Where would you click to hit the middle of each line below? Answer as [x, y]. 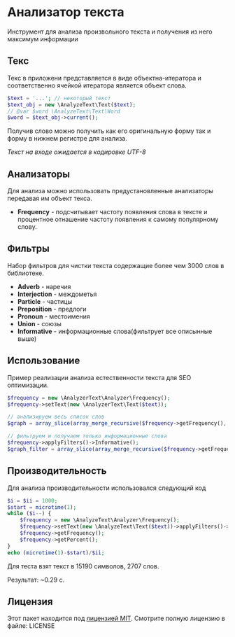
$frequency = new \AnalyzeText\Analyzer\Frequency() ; [100, 520]
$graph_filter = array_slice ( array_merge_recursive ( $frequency [101, 449]
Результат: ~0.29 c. [36, 580]
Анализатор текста [66, 12]
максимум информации [43, 38]
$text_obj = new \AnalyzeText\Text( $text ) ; [72, 105]
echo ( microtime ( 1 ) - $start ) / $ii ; [56, 553]
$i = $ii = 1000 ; [33, 500]
